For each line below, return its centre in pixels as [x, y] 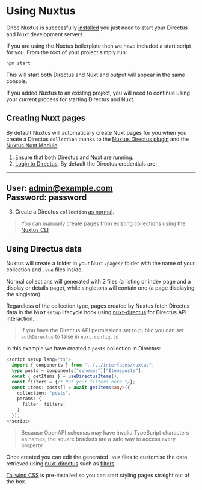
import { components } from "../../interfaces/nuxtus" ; [83, 365]
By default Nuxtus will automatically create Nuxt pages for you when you [96, 132]
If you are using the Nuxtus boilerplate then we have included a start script [99, 46]
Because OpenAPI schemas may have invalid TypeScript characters [105, 432]
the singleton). [24, 294]
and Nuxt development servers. [45, 34]
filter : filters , [44, 405]
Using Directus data [44, 249]
